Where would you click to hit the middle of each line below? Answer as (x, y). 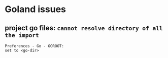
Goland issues (36, 9)
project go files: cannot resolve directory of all (84, 28)
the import (22, 35)
